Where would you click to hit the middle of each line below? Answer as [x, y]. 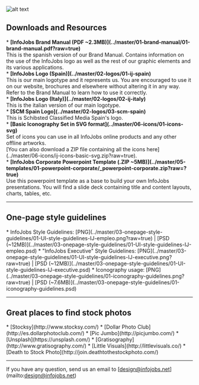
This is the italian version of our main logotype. [63, 105]
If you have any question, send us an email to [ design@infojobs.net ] [89, 369]
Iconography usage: [120, 269]
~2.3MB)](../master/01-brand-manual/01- [138, 42]
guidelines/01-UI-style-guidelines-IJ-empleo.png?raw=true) [79, 238]
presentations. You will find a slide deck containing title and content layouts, [99, 187]
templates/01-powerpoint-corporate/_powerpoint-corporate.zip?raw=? [96, 168]
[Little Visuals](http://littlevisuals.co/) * [139, 346]
